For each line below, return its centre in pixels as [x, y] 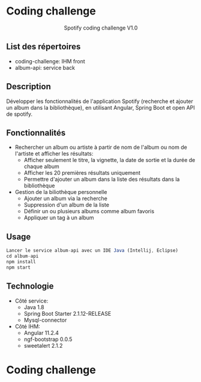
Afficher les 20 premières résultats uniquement [82, 173]
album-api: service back [45, 67]
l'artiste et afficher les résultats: [54, 154]
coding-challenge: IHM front [50, 61]
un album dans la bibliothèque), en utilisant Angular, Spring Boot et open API [100, 107]
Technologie [30, 286]
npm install [21, 261]
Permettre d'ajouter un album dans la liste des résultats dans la [102, 180]
